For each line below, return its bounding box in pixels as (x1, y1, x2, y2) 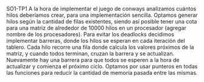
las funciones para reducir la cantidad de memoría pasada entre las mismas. (6, 69, 198, 76)
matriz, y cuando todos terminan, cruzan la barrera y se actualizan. (6, 50, 175, 57)
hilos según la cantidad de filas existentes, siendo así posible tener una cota (6, 18, 197, 25)
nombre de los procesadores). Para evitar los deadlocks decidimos (6, 31, 175, 38)
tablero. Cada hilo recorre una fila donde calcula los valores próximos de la (6, 43, 194, 51)
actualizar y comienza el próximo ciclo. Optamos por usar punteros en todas (6, 63, 198, 70)
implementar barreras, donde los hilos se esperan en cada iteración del (6, 37, 185, 44)
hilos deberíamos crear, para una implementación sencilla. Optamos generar (6, 11, 198, 19)
